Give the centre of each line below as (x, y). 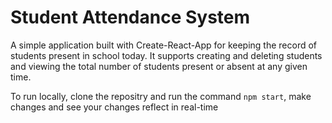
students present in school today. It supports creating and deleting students (166, 55)
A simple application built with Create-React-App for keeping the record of (164, 45)
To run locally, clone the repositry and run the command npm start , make (161, 96)
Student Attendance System (130, 17)
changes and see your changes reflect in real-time (114, 107)
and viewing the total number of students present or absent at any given (159, 66)
